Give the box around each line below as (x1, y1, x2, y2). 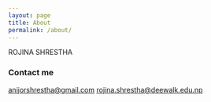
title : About (8, 19, 51, 27)
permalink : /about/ (8, 26, 72, 34)
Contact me (8, 67, 54, 78)
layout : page (8, 11, 51, 20)
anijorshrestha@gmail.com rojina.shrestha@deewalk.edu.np (8, 85, 203, 94)
